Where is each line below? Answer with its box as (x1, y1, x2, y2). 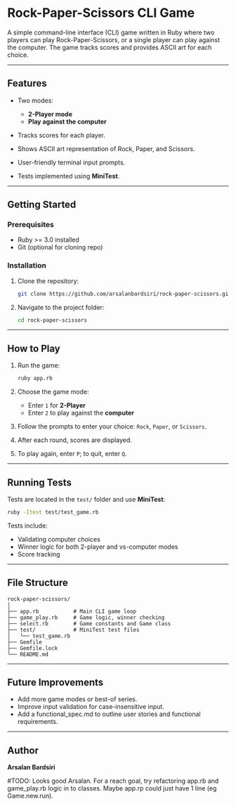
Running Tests (7, 476, 72, 488)
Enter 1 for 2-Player (27, 401, 86, 410)
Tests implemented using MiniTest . (17, 171, 120, 180)
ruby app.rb (17, 375, 53, 382)
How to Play (7, 342, 61, 354)
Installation (7, 261, 47, 271)
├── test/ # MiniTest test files (7, 626, 140, 633)
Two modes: (17, 96, 54, 105)
